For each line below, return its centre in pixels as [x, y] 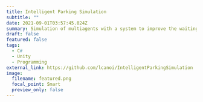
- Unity [21, 56]
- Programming [29, 62]
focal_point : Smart [36, 85]
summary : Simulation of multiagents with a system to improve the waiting [102, 28]
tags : [13, 46]
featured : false [27, 40]
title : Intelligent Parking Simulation [56, 12]
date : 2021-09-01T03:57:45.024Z [47, 23]
